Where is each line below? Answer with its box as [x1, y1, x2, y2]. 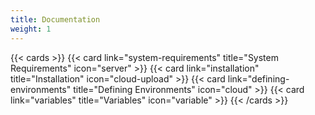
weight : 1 [10, 24, 52, 34]
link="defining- [227, 72, 290, 85]
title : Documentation [10, 14, 101, 25]
